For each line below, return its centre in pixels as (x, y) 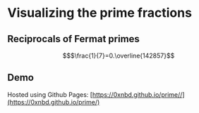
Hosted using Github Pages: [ (50, 94)
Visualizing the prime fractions (100, 13)
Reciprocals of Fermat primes (73, 39)
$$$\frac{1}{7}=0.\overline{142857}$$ (119, 55)
